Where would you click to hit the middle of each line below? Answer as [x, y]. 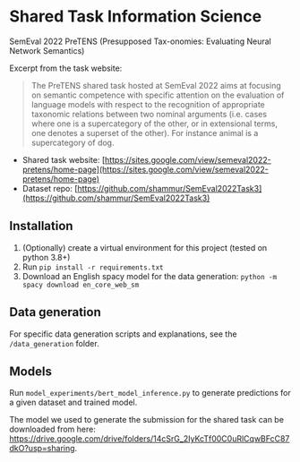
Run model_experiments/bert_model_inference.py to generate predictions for [150, 393]
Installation [41, 226]
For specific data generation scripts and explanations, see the [123, 334]
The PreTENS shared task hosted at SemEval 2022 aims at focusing [156, 85]
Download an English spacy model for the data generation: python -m [150, 276]
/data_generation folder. [55, 343]
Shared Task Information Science [136, 17]
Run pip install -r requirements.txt [93, 267]
